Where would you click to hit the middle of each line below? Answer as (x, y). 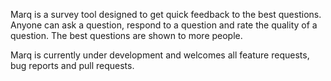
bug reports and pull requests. (72, 65)
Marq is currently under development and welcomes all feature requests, (160, 55)
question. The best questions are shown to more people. (126, 35)
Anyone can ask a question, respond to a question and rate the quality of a (164, 25)
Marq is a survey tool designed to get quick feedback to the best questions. (166, 14)
